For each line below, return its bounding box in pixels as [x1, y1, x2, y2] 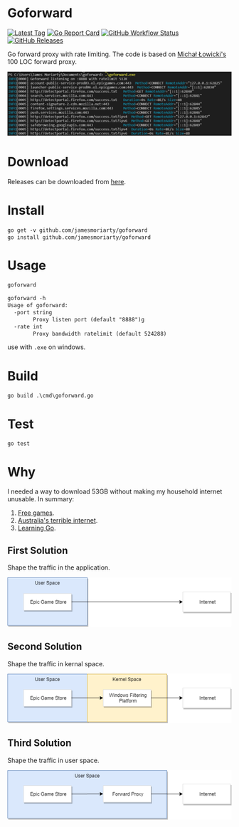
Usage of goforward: [7, 302, 69, 309]
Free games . [17, 508, 55, 517]
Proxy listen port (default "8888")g [33, 316, 144, 324]
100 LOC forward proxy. [7, 57, 77, 65]
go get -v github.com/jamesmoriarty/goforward [7, 226, 148, 234]
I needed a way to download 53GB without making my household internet [7, 487, 223, 496]
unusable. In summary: [7, 495, 75, 503]
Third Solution [7, 737, 72, 749]
